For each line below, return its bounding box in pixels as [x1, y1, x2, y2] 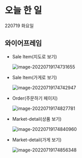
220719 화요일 [5, 22, 34, 29]
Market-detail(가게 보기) [12, 137, 62, 143]
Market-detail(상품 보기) [12, 116, 62, 122]
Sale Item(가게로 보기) [12, 74, 57, 80]
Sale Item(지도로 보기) [12, 53, 57, 59]
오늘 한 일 [5, 5, 42, 16]
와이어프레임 [5, 39, 42, 48]
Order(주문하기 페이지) [12, 95, 58, 101]
